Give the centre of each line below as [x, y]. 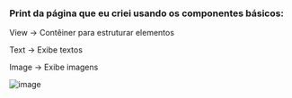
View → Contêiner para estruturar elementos [92, 33]
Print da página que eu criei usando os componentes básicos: [147, 13]
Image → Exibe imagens [54, 67]
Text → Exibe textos [46, 50]
